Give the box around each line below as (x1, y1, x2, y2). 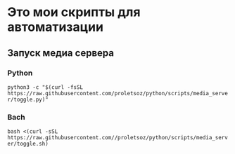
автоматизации (7, 19, 104, 35)
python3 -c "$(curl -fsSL (7, 83, 83, 91)
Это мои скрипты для (7, 4, 141, 20)
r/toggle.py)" (7, 96, 49, 103)
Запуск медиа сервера (7, 47, 115, 59)
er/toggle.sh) (7, 141, 49, 148)
